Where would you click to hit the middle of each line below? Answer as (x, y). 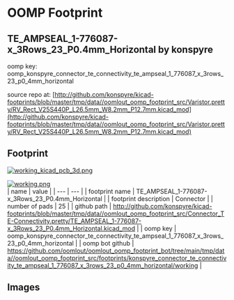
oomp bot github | (108, 243)
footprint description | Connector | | (162, 198)
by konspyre (186, 49)
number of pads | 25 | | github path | (59, 206)
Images (24, 287)
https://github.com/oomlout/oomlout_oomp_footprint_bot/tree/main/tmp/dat (116, 250)
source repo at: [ (31, 95)
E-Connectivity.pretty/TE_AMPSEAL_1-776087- (75, 220)
